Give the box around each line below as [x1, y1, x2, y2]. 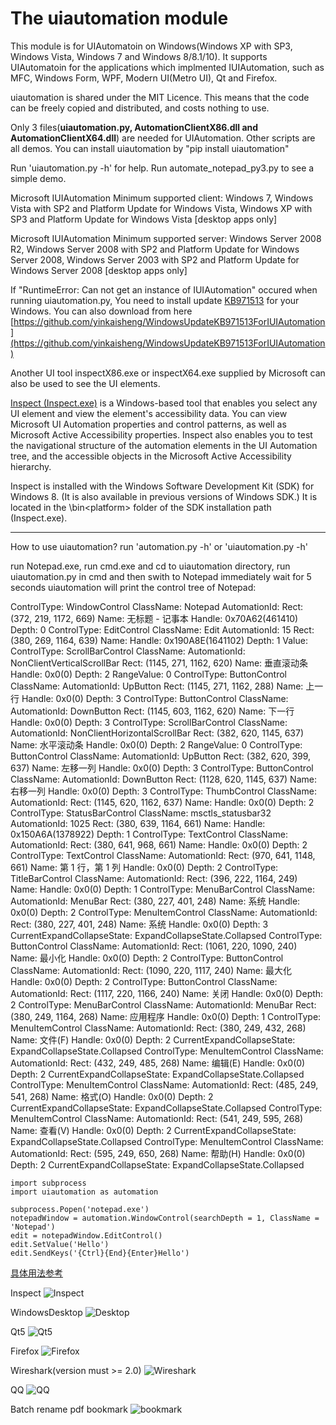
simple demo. [10, 172, 67, 184]
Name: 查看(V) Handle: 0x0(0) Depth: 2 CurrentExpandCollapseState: [10, 1124, 297, 1136]
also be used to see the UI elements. [10, 377, 161, 389]
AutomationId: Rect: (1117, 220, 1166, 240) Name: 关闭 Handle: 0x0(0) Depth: [10, 987, 324, 999]
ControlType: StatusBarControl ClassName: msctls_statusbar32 [10, 807, 272, 819]
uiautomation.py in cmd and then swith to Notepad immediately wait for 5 [10, 570, 312, 582]
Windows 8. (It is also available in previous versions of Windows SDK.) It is [10, 490, 318, 502]
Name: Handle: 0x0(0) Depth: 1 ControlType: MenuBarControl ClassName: [10, 883, 316, 895]
